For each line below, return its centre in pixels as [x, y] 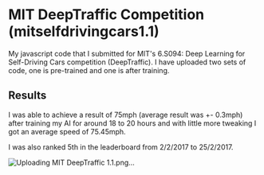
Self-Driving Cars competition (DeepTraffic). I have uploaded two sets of [127, 62]
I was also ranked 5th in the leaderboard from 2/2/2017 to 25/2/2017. [121, 147]
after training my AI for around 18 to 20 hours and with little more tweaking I [132, 123]
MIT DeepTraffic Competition [106, 15]
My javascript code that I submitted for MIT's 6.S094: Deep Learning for [127, 53]
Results [28, 96]
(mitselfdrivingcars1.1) [84, 31]
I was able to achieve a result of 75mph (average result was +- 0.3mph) [126, 115]
